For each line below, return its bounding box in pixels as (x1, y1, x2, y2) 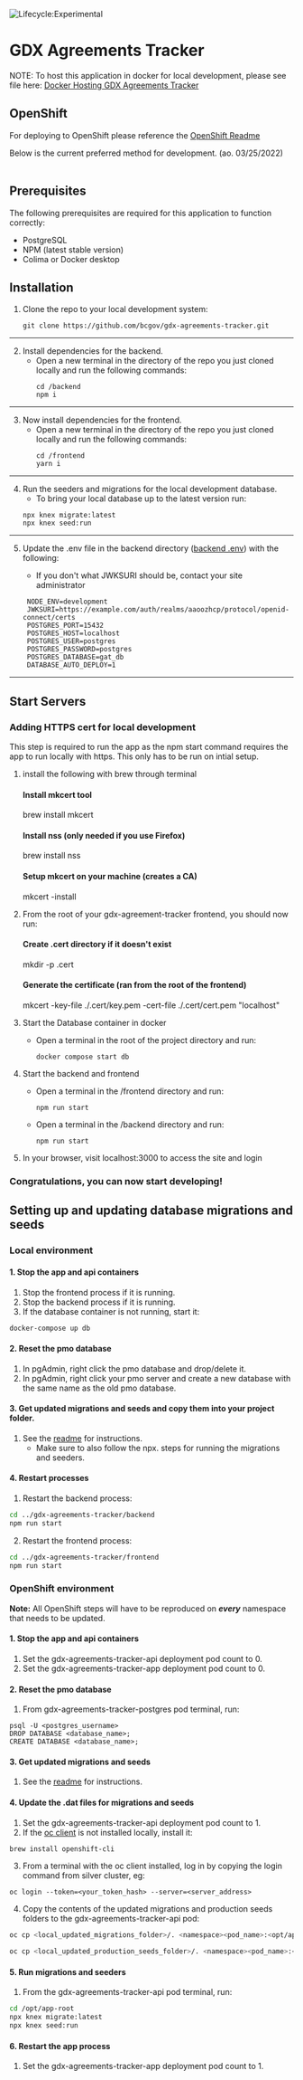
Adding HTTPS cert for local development (9, 720, 197, 733)
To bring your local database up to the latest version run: (35, 493, 247, 504)
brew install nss (22, 850, 81, 861)
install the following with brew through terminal (22, 769, 197, 780)
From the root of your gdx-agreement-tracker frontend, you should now (22, 908, 289, 919)
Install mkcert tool (22, 789, 93, 800)
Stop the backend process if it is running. (22, 1296, 176, 1307)
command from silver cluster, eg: (22, 1870, 146, 1881)
